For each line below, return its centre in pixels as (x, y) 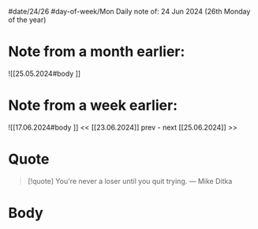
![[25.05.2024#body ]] (45, 73)
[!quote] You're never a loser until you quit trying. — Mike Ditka (130, 181)
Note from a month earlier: (97, 52)
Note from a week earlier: (93, 105)
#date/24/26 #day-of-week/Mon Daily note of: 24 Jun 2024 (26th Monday (129, 11)
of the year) (27, 20)
